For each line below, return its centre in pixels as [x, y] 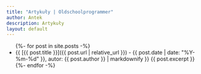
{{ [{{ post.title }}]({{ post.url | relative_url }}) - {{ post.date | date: [97, 53]
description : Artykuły [35, 23]
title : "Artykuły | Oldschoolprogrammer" [60, 12]
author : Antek [25, 18]
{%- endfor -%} [35, 66]
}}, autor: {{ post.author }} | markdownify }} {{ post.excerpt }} [118, 59]
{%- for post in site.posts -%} [53, 46]
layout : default [27, 29]
